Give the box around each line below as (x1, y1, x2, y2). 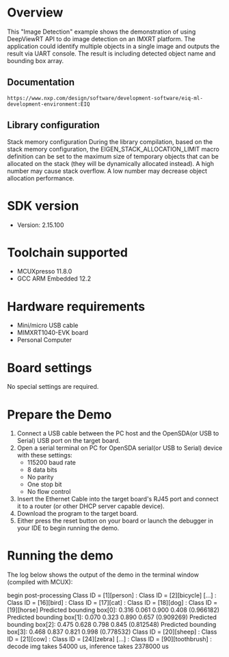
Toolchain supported (7, 245, 129, 260)
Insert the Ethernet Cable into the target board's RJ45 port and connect (16, 495, 219, 503)
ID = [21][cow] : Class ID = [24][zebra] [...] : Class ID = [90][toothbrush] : (7, 635, 212, 643)
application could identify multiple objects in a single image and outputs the (7, 42, 220, 50)
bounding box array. (7, 56, 64, 64)
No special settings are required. (7, 383, 99, 391)
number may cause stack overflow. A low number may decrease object (7, 167, 207, 175)
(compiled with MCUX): (7, 578, 73, 586)
